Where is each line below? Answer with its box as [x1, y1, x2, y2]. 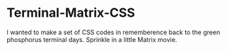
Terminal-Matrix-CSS [6, 5, 136, 21]
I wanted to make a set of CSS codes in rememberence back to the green [6, 28, 221, 36]
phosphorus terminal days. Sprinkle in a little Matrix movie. [6, 35, 177, 43]
